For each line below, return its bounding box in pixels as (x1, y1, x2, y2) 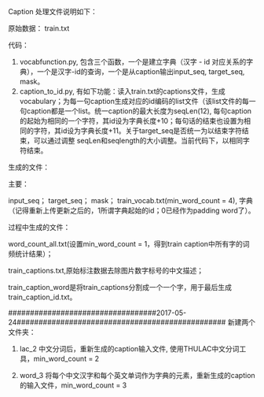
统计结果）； (14, 249, 53, 258)
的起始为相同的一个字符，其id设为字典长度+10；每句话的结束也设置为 (19, 117, 244, 125)
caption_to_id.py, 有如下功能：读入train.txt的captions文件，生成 (19, 87, 225, 96)
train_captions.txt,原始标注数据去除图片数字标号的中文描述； (8, 266, 204, 275)
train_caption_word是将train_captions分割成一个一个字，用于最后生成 (8, 283, 232, 291)
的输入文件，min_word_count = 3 (19, 380, 127, 390)
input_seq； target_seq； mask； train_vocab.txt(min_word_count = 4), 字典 (8, 196, 254, 205)
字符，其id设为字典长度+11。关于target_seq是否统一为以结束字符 (33, 126, 242, 135)
